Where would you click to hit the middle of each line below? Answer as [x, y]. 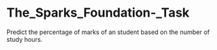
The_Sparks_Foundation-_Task [98, 13]
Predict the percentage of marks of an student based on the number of [108, 32]
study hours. [25, 39]
